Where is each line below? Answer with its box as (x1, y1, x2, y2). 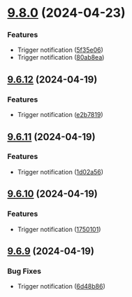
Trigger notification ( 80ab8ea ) (17, 53, 105, 62)
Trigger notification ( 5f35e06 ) (17, 46, 103, 54)
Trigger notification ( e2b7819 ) (17, 111, 103, 119)
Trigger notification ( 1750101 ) (17, 225, 101, 233)
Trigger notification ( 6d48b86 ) (17, 282, 106, 291)
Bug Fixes (7, 266, 42, 276)
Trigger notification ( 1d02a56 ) (17, 167, 103, 176)
